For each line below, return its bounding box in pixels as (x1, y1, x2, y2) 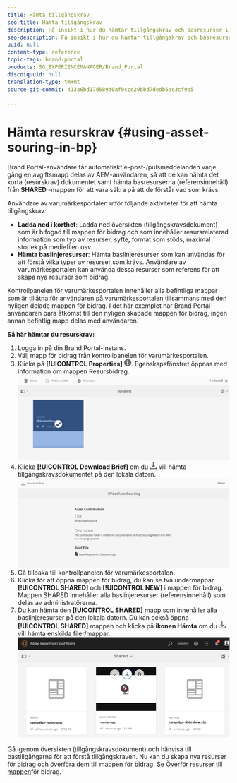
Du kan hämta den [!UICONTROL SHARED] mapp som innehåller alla (17, 606, 217, 614)
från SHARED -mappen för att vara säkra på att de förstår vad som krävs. (7, 186, 221, 194)
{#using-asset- (117, 124, 209, 141)
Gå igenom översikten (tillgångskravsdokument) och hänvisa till (7, 745, 192, 753)
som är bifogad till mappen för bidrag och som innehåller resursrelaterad (17, 228, 229, 237)
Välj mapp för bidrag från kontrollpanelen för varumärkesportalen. (17, 352, 209, 360)
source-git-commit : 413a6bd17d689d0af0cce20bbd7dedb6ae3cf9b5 (7, 85, 194, 93)
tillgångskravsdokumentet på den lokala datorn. (17, 470, 157, 478)
